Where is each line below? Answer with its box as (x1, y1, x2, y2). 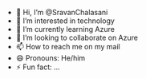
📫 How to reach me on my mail (15, 42, 120, 51)
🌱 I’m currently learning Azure (15, 25, 115, 33)
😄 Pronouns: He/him (15, 53, 86, 63)
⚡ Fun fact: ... (15, 62, 60, 72)
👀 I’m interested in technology (15, 16, 115, 25)
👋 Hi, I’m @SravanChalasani (15, 8, 108, 17)
